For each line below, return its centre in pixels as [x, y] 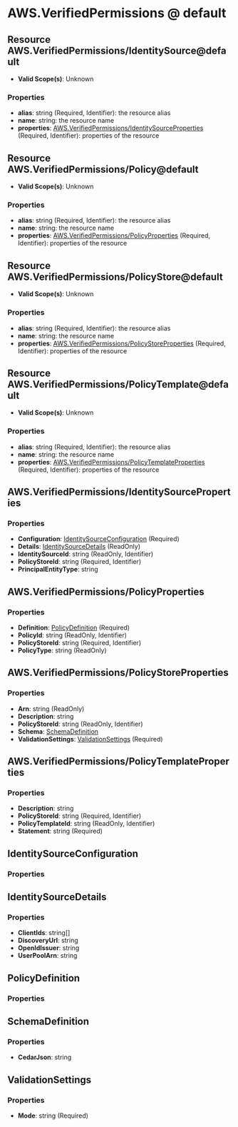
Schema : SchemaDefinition [58, 731]
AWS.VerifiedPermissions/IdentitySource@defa [117, 50]
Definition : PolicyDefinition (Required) [74, 627]
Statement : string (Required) [60, 831]
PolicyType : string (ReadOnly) [62, 650]
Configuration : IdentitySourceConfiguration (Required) [98, 539]
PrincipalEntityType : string [58, 570]
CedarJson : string [45, 1057]
